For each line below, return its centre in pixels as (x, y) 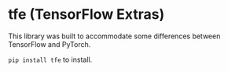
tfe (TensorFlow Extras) (86, 14)
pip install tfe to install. (50, 59)
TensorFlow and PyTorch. (50, 44)
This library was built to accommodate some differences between (114, 36)
